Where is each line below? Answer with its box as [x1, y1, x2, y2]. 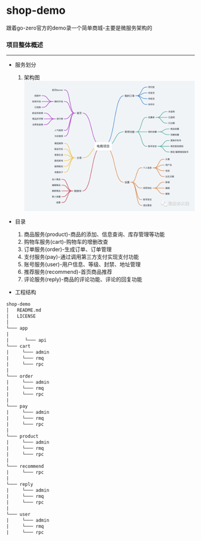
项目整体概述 [6, 40, 44, 49]
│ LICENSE [6, 313, 36, 319]
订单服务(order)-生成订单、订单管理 [23, 246, 112, 253]
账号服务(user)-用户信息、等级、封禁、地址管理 [23, 261, 141, 268]
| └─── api [6, 337, 47, 343]
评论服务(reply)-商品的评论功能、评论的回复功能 [23, 276, 142, 283]
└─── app [6, 325, 28, 331]
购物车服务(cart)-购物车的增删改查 [23, 238, 109, 245]
